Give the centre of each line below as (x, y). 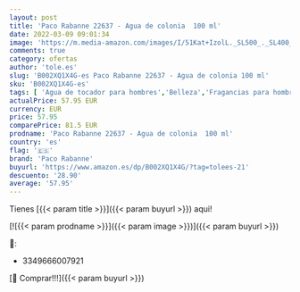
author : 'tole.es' (43, 68)
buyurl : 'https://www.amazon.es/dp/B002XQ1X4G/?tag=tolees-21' (129, 167)
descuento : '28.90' (46, 175)
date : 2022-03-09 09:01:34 (59, 34)
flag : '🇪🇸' (31, 150)
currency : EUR (36, 109)
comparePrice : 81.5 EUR (54, 126)
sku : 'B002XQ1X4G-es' (50, 84)
